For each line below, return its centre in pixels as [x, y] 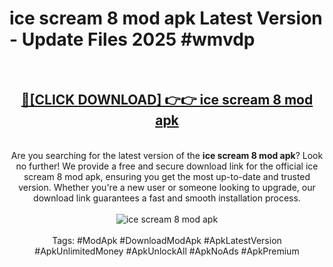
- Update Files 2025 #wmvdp [132, 39]
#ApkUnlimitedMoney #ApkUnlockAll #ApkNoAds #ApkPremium [167, 251]
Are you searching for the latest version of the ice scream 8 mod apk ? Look [167, 155]
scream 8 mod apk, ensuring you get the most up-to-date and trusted [167, 176]
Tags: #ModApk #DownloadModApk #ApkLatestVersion [167, 240]
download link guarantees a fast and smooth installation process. [167, 198]
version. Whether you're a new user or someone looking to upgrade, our [167, 187]
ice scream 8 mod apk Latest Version [166, 18]
